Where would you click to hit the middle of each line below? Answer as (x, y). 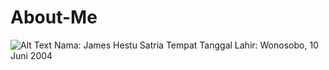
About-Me (54, 17)
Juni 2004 (31, 55)
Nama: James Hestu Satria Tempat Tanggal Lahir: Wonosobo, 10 (186, 45)
